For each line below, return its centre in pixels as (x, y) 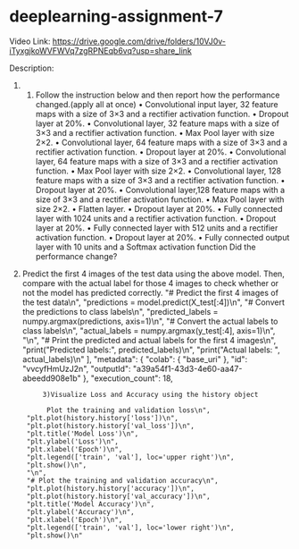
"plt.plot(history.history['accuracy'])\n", (110, 488)
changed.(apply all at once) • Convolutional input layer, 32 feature (157, 104)
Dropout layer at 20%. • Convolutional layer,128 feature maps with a (160, 190)
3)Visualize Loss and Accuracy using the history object (150, 394)
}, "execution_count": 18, (129, 378)
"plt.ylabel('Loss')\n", (72, 441)
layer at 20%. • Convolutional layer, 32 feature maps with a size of (157, 123)
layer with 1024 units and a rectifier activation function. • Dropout (156, 218)
